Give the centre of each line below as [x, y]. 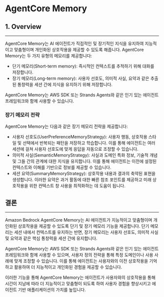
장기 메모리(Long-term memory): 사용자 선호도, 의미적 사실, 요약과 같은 [81, 78]
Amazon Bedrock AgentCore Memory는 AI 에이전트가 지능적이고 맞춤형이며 [79, 220]
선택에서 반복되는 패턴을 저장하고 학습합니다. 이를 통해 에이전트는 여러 [89, 143]
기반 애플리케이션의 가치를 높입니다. [52, 290]
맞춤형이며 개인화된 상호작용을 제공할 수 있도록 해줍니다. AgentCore [79, 50]
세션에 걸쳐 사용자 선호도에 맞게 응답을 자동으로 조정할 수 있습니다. [75, 149]
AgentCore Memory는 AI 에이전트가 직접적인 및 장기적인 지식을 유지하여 [74, 44]
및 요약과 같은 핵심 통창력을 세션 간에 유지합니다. [51, 238]
